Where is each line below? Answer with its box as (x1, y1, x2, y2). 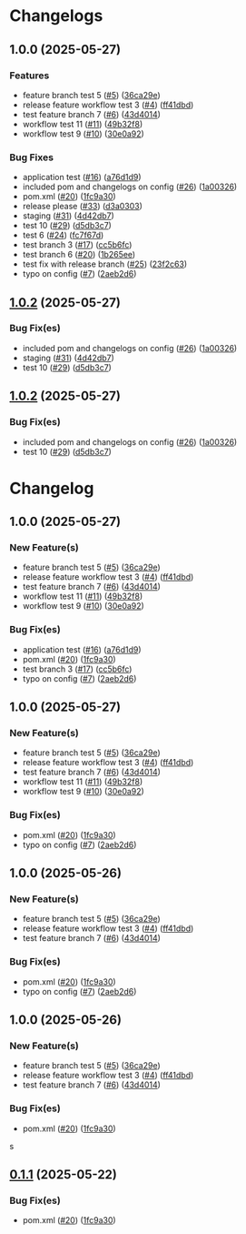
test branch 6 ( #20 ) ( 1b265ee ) (22, 249, 136, 260)
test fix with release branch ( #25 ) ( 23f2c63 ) (22, 258, 188, 269)
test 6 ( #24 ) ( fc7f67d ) (22, 229, 104, 241)
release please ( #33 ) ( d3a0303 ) (22, 201, 143, 212)
